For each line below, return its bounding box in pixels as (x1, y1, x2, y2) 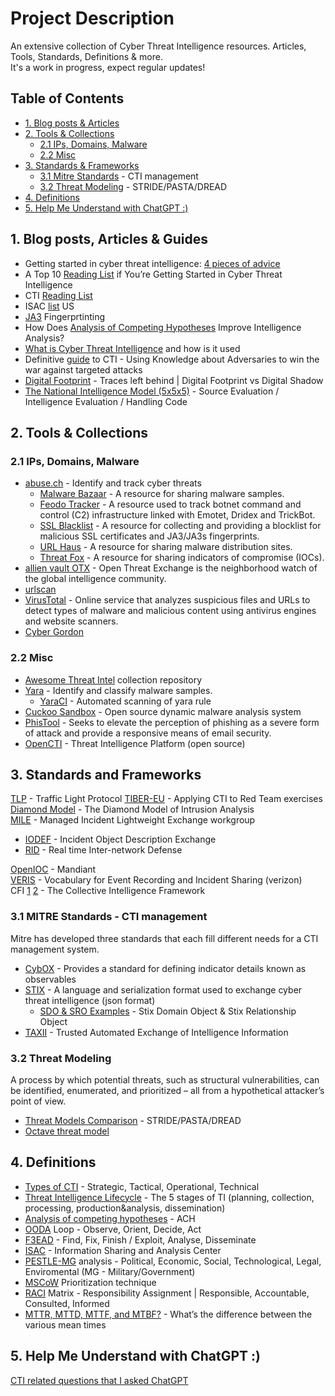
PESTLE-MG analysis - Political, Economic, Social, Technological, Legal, (24, 1255, 322, 1267)
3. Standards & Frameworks (24, 159, 140, 171)
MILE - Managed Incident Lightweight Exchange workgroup (10, 814, 256, 826)
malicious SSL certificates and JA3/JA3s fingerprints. (39, 530, 260, 542)
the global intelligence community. (24, 573, 167, 585)
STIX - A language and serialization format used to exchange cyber (24, 983, 303, 996)
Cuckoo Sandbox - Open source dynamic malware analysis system (24, 705, 302, 717)
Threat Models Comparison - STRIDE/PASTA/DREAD (24, 1114, 242, 1126)
